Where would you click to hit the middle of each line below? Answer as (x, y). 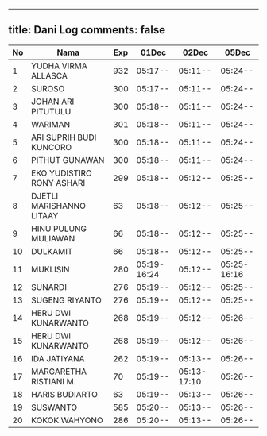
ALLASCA (49, 75)
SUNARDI (49, 287)
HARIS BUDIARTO (64, 394)
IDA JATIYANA (58, 358)
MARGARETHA (59, 372)
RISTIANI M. (54, 381)
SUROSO (48, 88)
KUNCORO (52, 147)
